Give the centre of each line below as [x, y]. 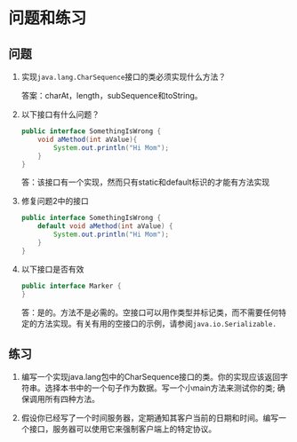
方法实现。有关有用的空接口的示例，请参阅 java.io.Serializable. [157, 323]
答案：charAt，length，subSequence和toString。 [112, 95]
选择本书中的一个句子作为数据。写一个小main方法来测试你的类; [160, 388]
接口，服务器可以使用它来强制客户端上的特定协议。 [123, 429]
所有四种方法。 [72, 399]
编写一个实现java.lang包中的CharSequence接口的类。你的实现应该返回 [151, 377]
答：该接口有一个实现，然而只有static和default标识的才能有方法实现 [145, 182]
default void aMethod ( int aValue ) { [105, 226]
